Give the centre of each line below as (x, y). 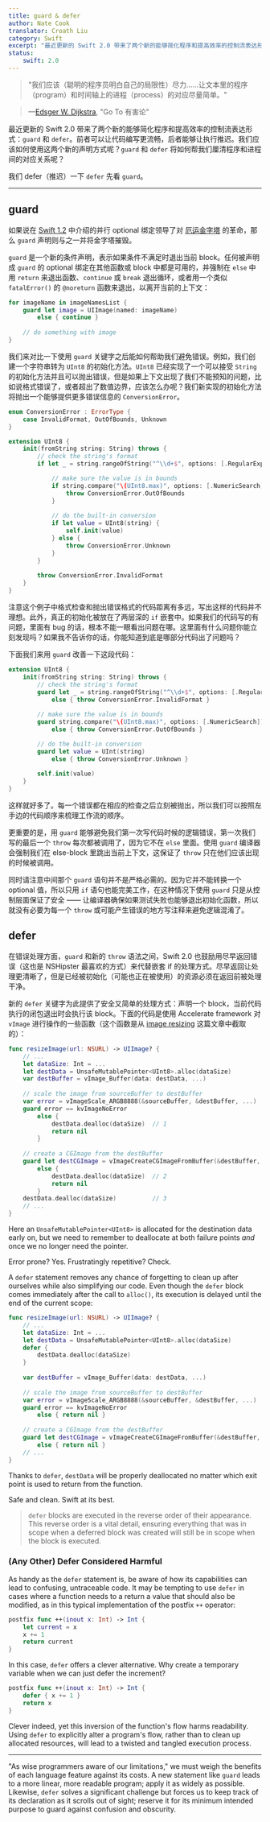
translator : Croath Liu (48, 31)
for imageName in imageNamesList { (68, 303)
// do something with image (70, 333)
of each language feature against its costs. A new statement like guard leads (134, 1774)
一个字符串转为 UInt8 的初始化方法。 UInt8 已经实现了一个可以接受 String (136, 366)
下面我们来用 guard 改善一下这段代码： (72, 655)
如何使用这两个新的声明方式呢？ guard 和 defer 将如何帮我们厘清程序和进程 (138, 149)
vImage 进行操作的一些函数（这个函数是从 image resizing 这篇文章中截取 (127, 1023)
